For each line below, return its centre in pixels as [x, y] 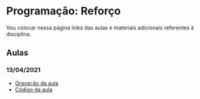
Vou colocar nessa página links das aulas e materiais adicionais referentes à [100, 28]
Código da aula [34, 89]
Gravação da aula [37, 83]
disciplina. [19, 34]
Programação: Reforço [63, 11]
